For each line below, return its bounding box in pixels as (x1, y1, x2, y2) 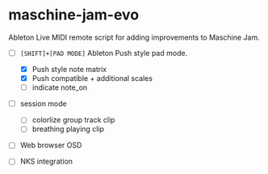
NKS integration (19, 156, 73, 167)
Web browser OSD (19, 140, 82, 151)
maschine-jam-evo (8, 6, 140, 24)
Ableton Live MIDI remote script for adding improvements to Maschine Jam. (8, 32, 260, 42)
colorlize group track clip (31, 115, 115, 125)
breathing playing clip (31, 124, 105, 134)
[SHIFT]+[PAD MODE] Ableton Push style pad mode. (19, 48, 188, 57)
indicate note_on (31, 83, 88, 92)
